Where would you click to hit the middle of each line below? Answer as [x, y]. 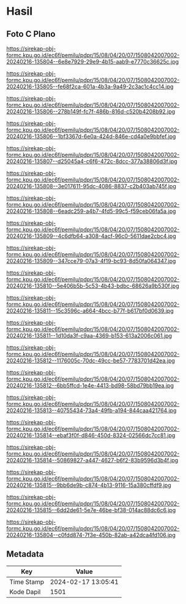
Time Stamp [27, 582]
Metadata [25, 554]
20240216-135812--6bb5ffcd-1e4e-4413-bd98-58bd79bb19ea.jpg [90, 385]
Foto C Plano [31, 34]
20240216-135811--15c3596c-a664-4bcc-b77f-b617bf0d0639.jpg [90, 311]
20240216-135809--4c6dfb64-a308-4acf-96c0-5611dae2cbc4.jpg [91, 236]
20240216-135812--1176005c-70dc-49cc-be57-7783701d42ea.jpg [91, 361]
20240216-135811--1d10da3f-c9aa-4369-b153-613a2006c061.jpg [89, 336]
